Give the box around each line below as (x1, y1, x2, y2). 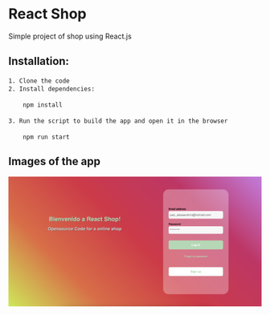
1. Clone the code (8, 77, 70, 85)
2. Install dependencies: (8, 85, 95, 93)
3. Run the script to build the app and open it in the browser (8, 117, 228, 125)
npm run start (22, 133, 70, 141)
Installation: (8, 55, 70, 68)
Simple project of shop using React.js (8, 31, 133, 41)
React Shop (8, 5, 87, 23)
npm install (22, 101, 63, 109)
